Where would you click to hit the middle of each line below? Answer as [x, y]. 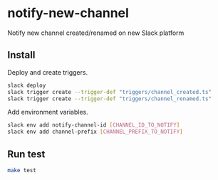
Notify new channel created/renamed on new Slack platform [96, 33]
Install [21, 55]
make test [22, 170]
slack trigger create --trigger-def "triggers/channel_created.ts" [110, 92]
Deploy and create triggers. [47, 72]
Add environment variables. [48, 112]
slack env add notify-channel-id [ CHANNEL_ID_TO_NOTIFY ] [94, 125]
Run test [26, 154]
